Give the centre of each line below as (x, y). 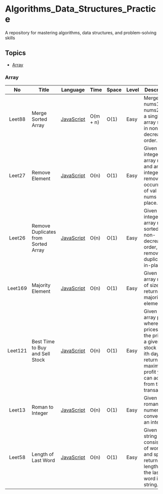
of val (150, 191)
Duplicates (44, 232)
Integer (40, 413)
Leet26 (17, 238)
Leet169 (17, 288)
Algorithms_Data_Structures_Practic (81, 9)
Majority (41, 286)
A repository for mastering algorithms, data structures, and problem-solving (81, 32)
